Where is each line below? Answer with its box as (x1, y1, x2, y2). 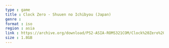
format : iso (5, 21, 33, 26)
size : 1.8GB (5, 35, 33, 40)
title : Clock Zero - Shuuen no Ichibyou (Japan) (5, 12, 112, 17)
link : (5, 30, 19, 35)
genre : (5, 16, 22, 21)
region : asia (5, 26, 35, 31)
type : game (5, 7, 30, 12)
